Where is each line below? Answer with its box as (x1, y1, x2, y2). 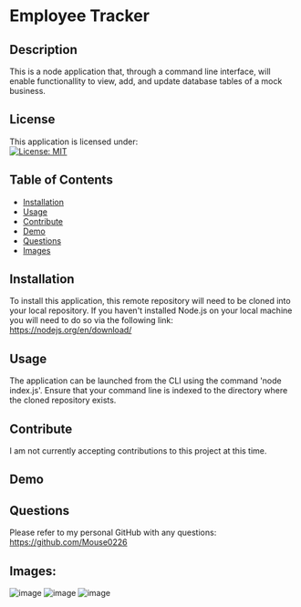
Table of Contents (9, 173, 114, 188)
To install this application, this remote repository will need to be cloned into (9, 296, 291, 307)
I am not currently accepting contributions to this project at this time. (9, 445, 267, 456)
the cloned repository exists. (9, 394, 117, 406)
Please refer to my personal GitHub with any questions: (9, 527, 217, 539)
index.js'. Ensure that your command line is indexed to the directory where (9, 385, 288, 396)
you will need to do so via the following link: (9, 315, 173, 326)
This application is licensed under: (9, 136, 139, 147)
